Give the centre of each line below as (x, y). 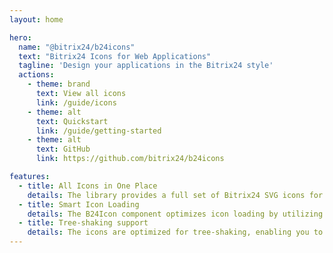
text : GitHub (63, 149)
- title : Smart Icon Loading (79, 204)
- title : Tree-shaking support (83, 223)
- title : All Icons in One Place (88, 186)
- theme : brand (59, 84)
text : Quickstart (72, 121)
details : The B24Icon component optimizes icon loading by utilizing (175, 214)
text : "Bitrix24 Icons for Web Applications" (115, 56)
